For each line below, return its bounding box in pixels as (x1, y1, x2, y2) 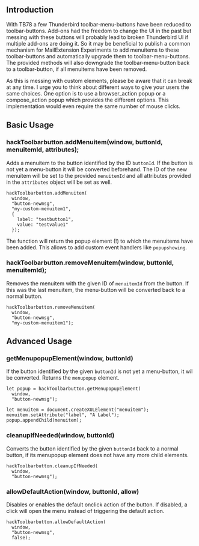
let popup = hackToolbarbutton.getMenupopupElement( (6, 386, 141, 392)
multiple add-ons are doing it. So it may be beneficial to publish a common (6, 40, 191, 47)
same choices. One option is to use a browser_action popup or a (6, 89, 166, 97)
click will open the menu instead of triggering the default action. (6, 508, 165, 515)
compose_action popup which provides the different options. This (6, 96, 170, 103)
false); (11, 535, 31, 541)
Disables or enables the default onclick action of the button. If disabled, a (6, 501, 188, 508)
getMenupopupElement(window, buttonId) (6, 354, 133, 363)
